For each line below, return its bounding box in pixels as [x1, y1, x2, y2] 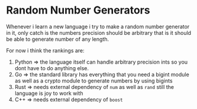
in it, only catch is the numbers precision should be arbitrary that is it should [6, 29, 191, 36]
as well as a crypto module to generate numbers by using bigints [14, 77, 173, 84]
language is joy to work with [14, 90, 83, 97]
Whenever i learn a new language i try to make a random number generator [6, 23, 190, 30]
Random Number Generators [6, 4, 150, 17]
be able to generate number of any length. [6, 35, 109, 42]
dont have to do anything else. [14, 64, 89, 71]
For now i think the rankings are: [6, 47, 85, 54]
